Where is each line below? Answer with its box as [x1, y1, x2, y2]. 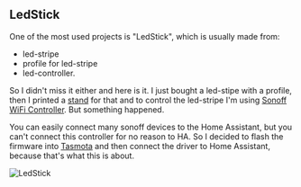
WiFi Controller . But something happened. [9, 103, 165, 115]
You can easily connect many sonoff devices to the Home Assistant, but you [9, 121, 293, 132]
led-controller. [22, 67, 76, 78]
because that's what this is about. [9, 150, 135, 161]
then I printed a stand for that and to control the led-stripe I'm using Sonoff [9, 94, 287, 105]
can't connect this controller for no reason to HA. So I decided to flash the [9, 130, 284, 142]
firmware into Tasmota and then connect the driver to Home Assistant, [9, 140, 270, 151]
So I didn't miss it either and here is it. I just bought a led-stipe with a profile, [9, 85, 293, 95]
